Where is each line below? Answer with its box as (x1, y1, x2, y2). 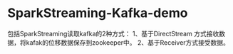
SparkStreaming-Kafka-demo (7, 5, 188, 21)
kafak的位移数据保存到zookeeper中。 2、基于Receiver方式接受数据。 (26, 38, 230, 47)
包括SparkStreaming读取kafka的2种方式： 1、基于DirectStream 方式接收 (7, 29, 219, 38)
